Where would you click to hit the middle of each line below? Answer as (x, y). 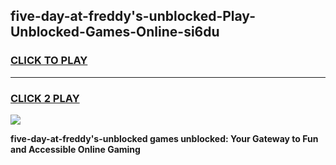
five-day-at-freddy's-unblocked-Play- (133, 16)
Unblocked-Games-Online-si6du (115, 32)
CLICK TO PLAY (49, 61)
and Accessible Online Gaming (75, 149)
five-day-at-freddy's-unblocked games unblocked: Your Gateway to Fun (164, 138)
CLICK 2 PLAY (45, 98)
